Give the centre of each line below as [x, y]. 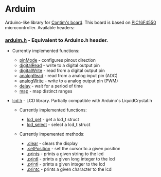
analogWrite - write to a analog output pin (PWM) [69, 81]
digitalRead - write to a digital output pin [60, 65]
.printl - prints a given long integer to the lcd [71, 159]
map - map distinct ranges [46, 91]
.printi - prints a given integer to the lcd [66, 164]
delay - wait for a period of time [51, 86]
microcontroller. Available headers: [40, 27]
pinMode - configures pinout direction [57, 60]
